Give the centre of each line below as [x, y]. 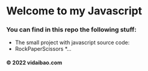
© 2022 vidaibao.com [34, 63]
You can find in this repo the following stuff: [72, 30]
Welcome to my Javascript [74, 11]
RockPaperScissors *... [43, 49]
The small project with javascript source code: [72, 42]
